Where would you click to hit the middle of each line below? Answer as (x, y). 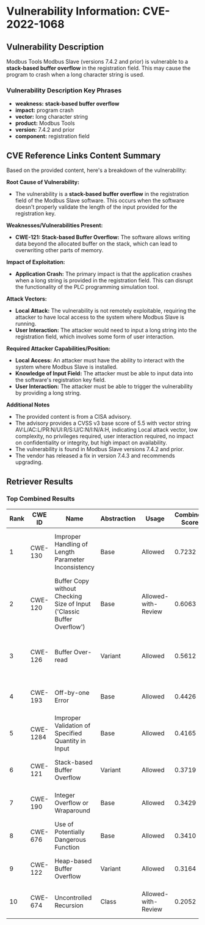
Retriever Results (40, 481)
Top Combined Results (41, 499)
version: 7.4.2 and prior (45, 130)
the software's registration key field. (60, 380)
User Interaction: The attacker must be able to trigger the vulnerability (104, 386)
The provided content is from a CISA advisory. (73, 417)
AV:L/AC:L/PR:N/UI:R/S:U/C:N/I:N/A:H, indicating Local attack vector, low (106, 430)
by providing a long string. (48, 393)
